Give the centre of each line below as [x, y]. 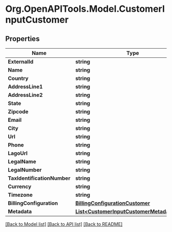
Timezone [20, 195]
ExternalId [21, 62]
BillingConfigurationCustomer [112, 203]
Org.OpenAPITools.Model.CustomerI [85, 9]
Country [18, 78]
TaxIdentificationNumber [39, 178]
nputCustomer [37, 20]
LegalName [22, 162]
